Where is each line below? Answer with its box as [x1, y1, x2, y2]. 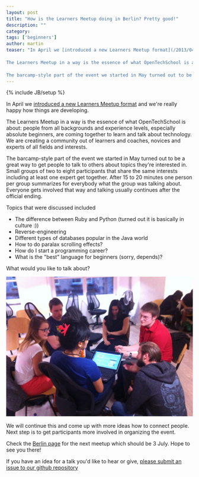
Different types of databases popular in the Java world [14, 235, 148, 242]
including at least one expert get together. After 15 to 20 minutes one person [6, 174, 192, 181]
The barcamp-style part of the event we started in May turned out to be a [6, 155, 185, 162]
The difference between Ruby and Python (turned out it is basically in [14, 216, 184, 223]
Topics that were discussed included [6, 204, 96, 212]
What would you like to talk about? [6, 265, 90, 272]
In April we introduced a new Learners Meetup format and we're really [6, 101, 178, 108]
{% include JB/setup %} [6, 89, 65, 96]
